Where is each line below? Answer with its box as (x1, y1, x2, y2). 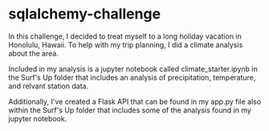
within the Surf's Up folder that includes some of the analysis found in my (8, 105, 251, 115)
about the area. (8, 48, 59, 58)
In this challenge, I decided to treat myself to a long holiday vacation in (8, 31, 243, 41)
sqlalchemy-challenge (8, 5, 161, 23)
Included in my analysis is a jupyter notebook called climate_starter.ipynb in (8, 63, 259, 73)
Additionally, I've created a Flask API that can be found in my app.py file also (8, 96, 262, 106)
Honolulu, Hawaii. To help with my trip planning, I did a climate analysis (8, 39, 243, 49)
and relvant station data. (8, 81, 89, 91)
